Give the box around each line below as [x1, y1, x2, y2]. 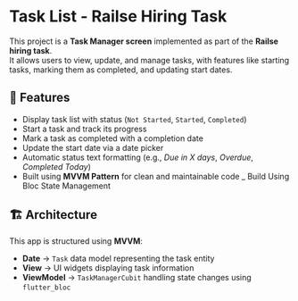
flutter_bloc [21, 283, 71, 292]
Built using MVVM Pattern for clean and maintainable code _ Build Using [21, 171, 290, 181]
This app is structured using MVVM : [9, 235, 143, 247]
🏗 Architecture [9, 207, 98, 222]
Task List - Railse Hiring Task [9, 6, 228, 27]
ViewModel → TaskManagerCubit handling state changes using [21, 272, 252, 282]
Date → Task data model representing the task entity [21, 253, 215, 263]
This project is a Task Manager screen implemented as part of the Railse [9, 36, 279, 46]
